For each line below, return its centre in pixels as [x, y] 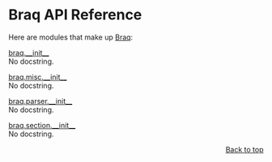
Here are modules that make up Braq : [71, 37]
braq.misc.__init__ [38, 77]
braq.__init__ [29, 52]
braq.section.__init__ [42, 125]
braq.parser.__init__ [40, 101]
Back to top [244, 149]
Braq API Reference [75, 15]
